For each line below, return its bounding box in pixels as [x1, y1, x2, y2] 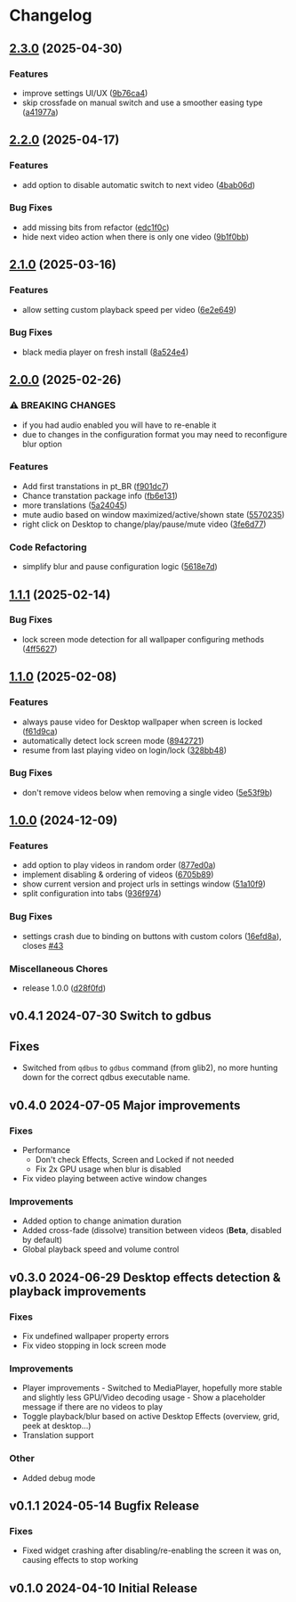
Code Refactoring [9, 541, 87, 553]
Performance [21, 1144, 71, 1155]
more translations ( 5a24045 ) [21, 500, 128, 511]
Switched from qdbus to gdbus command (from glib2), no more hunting [21, 1062, 278, 1074]
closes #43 [21, 940, 64, 951]
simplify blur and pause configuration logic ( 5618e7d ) [21, 561, 218, 572]
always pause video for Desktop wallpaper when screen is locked [21, 716, 263, 727]
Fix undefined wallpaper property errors [21, 1330, 170, 1341]
